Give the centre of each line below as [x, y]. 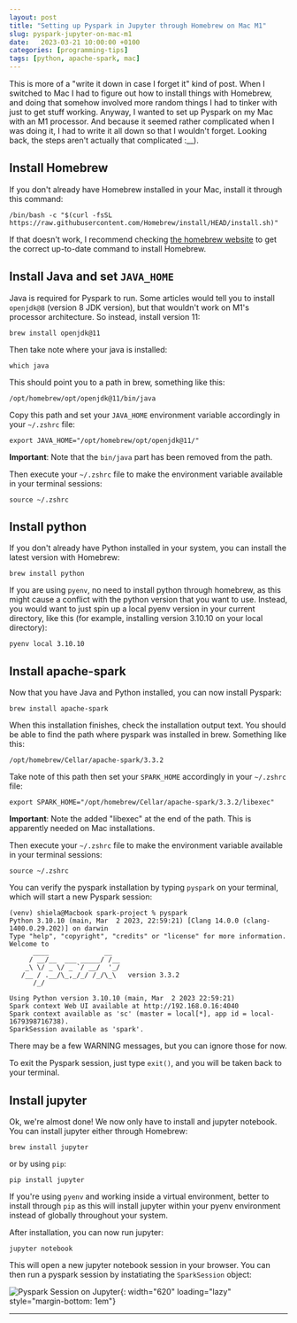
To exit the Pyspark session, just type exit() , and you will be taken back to [146, 1063]
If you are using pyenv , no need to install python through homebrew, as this [145, 590]
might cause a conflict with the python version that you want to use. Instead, [148, 600]
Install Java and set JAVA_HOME [91, 277]
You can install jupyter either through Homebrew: [99, 1132]
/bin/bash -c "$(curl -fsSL [61, 215]
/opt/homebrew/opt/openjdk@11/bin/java [83, 398]
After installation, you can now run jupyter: [86, 1233]
